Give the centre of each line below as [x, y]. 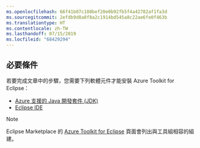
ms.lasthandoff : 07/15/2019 [41, 34]
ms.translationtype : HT [36, 23]
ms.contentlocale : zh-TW [37, 28]
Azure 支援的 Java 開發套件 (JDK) [57, 101]
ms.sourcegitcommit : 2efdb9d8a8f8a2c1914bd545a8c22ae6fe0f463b [87, 17]
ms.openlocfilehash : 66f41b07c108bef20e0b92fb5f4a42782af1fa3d [87, 12]
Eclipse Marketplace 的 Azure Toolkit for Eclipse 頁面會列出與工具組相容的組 [100, 131]
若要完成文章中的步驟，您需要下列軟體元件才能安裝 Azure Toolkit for [90, 81]
